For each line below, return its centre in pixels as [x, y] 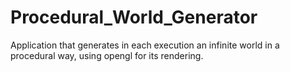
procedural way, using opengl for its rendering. [107, 55]
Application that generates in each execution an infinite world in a [145, 45]
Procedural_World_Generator [134, 17]
